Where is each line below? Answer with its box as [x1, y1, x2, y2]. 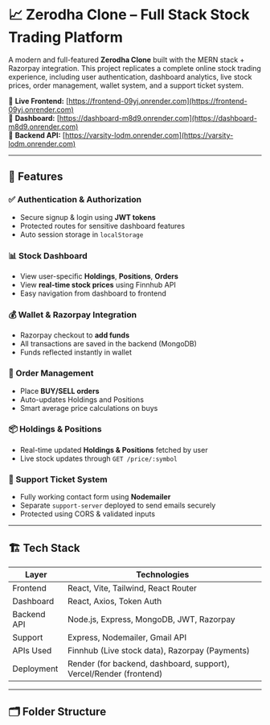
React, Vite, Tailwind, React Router [67, 582, 197, 594]
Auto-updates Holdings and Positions [19, 395, 145, 404]
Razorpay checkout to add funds [19, 330, 130, 340]
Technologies [136, 569, 190, 580]
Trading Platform [8, 28, 123, 47]
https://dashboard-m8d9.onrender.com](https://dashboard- [59, 113, 257, 122]
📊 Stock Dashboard [8, 250, 88, 261]
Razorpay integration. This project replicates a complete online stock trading [8, 63, 261, 72]
